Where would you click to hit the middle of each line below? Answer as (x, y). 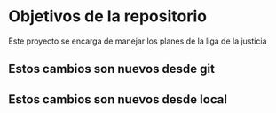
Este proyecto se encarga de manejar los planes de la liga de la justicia (138, 41)
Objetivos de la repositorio (108, 16)
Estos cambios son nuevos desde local (118, 99)
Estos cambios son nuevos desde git (111, 69)
